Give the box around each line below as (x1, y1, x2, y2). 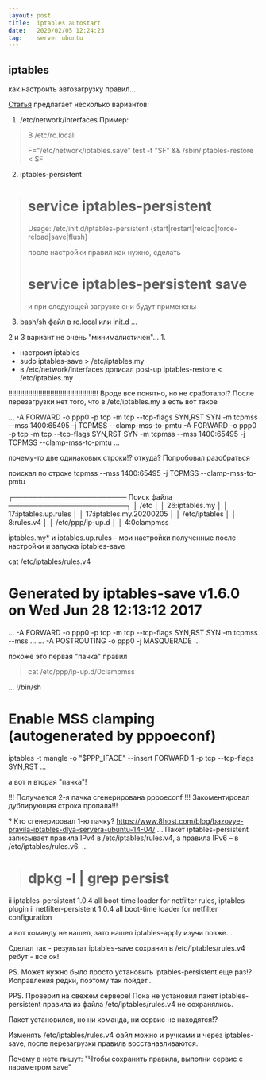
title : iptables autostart (8, 19, 102, 27)
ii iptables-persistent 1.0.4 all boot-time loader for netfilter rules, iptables (8, 895, 245, 905)
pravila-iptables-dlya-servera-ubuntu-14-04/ (8, 824, 156, 834)
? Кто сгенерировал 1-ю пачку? (8, 816, 115, 826)
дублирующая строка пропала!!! (8, 800, 118, 810)
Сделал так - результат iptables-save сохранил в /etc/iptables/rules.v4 (8, 943, 246, 953)
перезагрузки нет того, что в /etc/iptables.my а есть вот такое (8, 396, 218, 406)
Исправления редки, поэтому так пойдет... (8, 975, 153, 985)
